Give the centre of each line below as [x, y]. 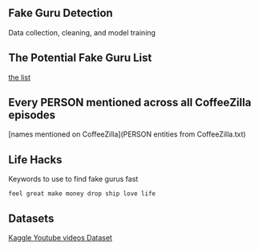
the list [19, 77]
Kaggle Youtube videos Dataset [60, 238]
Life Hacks [35, 160]
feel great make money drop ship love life [82, 194]
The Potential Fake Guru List [80, 58]
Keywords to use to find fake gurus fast [73, 179]
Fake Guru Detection [61, 13]
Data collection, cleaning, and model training [82, 32]
